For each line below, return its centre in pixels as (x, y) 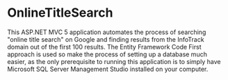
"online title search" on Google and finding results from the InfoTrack (106, 39)
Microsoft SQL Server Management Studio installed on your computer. (108, 69)
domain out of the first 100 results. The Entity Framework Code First (104, 47)
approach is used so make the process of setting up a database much (107, 54)
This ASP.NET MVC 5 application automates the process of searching (107, 32)
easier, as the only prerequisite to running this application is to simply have (114, 61)
